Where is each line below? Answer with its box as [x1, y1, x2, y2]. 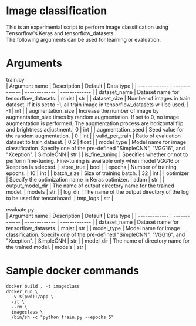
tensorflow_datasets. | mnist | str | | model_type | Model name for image [6, 224, 180, 231]
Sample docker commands [6, 264, 140, 277]
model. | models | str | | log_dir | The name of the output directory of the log [6, 188, 190, 195]
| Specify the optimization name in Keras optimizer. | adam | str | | [6, 176, 164, 183]
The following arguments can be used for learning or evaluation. [6, 36, 161, 43]
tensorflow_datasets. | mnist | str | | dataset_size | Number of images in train [6, 95, 191, 102]
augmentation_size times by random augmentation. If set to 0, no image [6, 113, 180, 120]
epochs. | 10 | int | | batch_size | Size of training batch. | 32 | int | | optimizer [6, 169, 190, 177]
